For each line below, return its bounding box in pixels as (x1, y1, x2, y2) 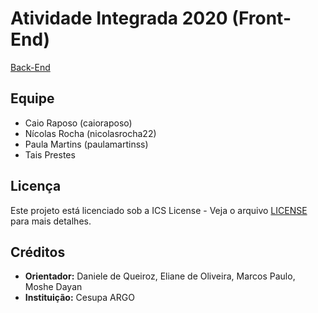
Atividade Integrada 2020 (10, 7, 228, 30)
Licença (10, 178, 62, 195)
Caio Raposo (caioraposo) (24, 117, 133, 129)
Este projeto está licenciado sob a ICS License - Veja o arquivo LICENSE (10, 204, 308, 216)
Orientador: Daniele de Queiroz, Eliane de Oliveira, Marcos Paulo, (24, 270, 296, 282)
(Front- (231, 7, 292, 30)
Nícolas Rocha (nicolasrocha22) (24, 127, 157, 139)
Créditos (10, 243, 66, 261)
